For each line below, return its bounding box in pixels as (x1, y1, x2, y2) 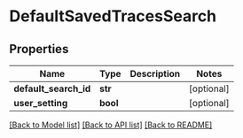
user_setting (13, 97, 68, 109)
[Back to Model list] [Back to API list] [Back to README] (9, 119, 213, 130)
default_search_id (13, 82, 91, 95)
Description (129, 68, 181, 80)
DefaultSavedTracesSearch (9, 6, 217, 27)
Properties (9, 42, 69, 57)
